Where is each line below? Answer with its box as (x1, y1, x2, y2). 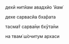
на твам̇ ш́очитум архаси (5, 33, 60, 39)
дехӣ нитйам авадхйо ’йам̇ (5, 4, 63, 10)
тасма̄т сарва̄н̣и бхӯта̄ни (5, 23, 59, 29)
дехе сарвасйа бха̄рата (5, 14, 56, 19)
